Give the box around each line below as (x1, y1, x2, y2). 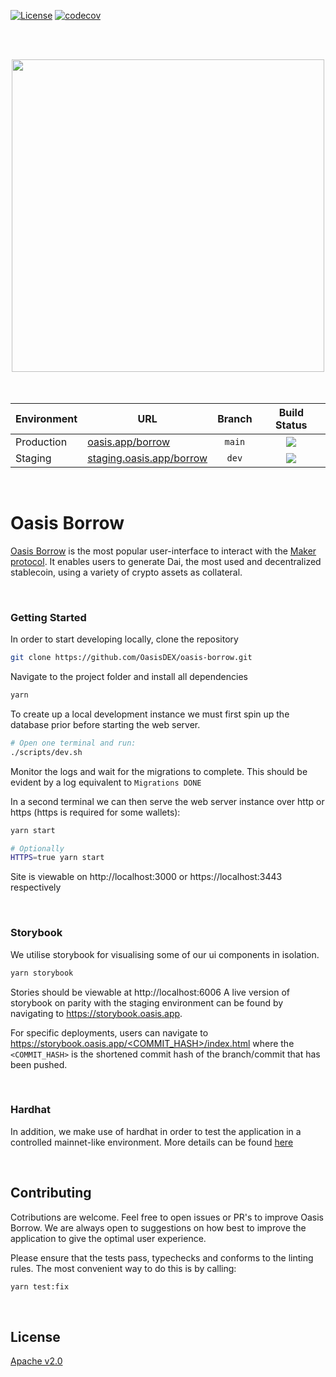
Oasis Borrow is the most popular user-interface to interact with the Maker (10, 545, 317, 557)
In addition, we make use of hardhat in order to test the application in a (10, 1125, 302, 1137)
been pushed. (10, 1058, 68, 1070)
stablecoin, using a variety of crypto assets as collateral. (10, 566, 243, 578)
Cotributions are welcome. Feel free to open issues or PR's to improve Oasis (10, 1211, 324, 1223)
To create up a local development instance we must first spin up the (10, 708, 290, 720)
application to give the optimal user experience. (10, 1232, 207, 1244)
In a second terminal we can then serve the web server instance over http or (10, 795, 325, 807)
